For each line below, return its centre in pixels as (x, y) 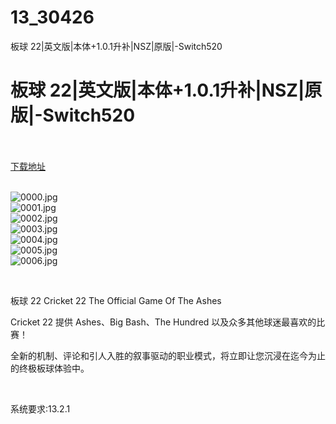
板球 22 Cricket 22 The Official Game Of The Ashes (116, 300)
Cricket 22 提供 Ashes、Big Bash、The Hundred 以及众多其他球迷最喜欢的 (163, 322)
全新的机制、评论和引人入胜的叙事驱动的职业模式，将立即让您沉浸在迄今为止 (168, 355)
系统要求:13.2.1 (40, 408)
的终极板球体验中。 (50, 368)
